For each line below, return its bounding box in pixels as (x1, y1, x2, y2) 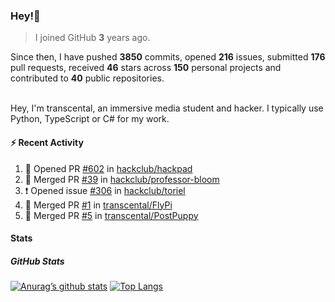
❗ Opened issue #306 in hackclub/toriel (24, 184, 186, 196)
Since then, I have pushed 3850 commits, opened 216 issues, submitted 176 (10, 51, 326, 63)
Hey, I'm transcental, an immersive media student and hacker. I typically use (10, 102, 324, 114)
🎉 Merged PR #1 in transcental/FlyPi (24, 199, 173, 211)
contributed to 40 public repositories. (10, 72, 165, 84)
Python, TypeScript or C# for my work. (10, 113, 170, 125)
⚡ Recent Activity (10, 136, 84, 148)
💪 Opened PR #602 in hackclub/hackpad (24, 162, 193, 174)
